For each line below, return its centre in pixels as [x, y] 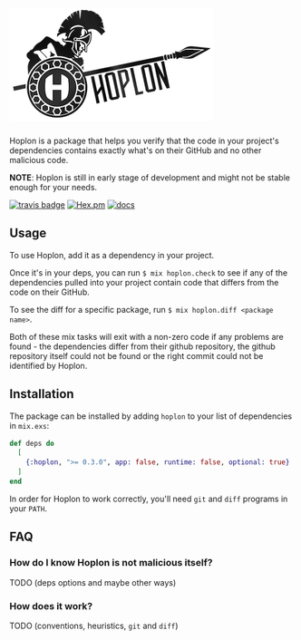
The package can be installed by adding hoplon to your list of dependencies [151, 416]
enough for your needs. [53, 187]
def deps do [32, 443]
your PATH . [29, 508]
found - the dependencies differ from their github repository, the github [143, 346]
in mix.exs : [29, 425]
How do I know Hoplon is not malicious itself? [111, 563]
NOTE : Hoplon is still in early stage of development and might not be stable [150, 177]
